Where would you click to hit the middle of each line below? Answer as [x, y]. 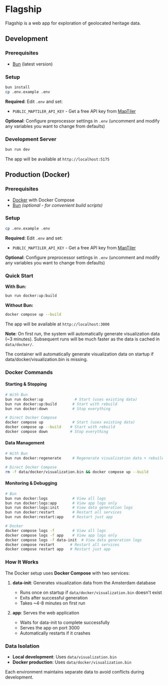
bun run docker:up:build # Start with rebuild [61, 404]
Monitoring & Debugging [31, 483]
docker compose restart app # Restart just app [58, 549]
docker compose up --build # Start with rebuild [60, 427]
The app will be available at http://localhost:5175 [57, 159]
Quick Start [19, 275]
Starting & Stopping [26, 384]
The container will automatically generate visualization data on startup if [79, 354]
